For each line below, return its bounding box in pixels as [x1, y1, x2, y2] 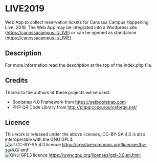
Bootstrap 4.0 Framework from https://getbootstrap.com [12, 99, 126, 105]
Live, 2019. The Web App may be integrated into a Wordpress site [5, 24, 137, 30]
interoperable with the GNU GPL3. [5, 136, 74, 142]
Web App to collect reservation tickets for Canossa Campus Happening [5, 19, 149, 25]
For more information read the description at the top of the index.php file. [5, 62, 153, 68]
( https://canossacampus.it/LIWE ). [5, 35, 73, 41]
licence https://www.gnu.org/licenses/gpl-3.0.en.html [33, 152, 141, 158]
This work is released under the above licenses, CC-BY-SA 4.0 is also [5, 131, 146, 137]
